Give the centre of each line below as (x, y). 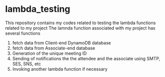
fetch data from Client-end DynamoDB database (62, 42)
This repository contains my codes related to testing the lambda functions (81, 23)
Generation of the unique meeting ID (50, 53)
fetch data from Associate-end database (54, 48)
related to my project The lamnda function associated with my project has (80, 28)
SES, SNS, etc (27, 64)
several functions (23, 33)
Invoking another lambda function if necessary (60, 69)
